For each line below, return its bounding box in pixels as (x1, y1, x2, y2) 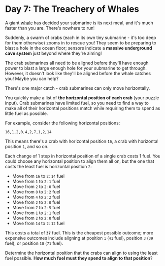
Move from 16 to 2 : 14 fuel (12, 173, 65, 179)
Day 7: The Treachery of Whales (5, 3, 139, 15)
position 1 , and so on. (5, 143, 49, 149)
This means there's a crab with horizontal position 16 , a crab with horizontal (5, 138, 159, 144)
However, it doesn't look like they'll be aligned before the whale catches (5, 70, 151, 76)
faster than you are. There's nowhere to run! (5, 25, 95, 31)
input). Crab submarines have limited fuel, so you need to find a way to (5, 100, 149, 106)
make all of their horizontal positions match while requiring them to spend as (5, 105, 161, 111)
